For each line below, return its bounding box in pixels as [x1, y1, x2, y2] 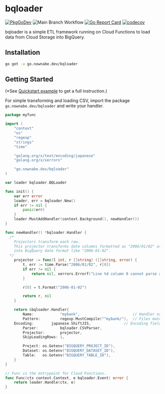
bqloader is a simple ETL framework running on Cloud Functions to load [5, 29, 151, 35]
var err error [14, 193, 43, 199]
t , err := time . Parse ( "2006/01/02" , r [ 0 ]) [23, 262, 111, 267]
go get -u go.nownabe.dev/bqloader [5, 61, 78, 67]
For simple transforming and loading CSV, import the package [5, 98, 130, 104]
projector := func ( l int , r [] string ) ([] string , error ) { [14, 257, 137, 263]
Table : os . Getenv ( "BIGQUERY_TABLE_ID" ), [23, 353, 111, 358]
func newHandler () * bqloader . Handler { [5, 230, 87, 235]
